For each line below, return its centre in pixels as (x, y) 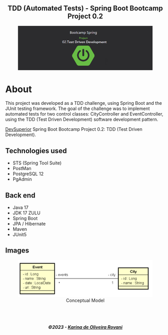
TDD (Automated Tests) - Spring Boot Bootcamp (85, 8)
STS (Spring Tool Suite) (37, 163)
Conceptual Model (85, 300)
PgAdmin (22, 179)
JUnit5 (20, 235)
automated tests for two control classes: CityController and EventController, (84, 114)
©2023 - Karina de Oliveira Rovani (85, 327)
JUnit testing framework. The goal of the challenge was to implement (78, 108)
